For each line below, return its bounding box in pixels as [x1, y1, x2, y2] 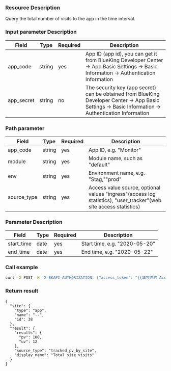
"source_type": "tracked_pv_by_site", [14, 348, 97, 353]
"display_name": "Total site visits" [14, 352, 95, 358]
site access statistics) [88, 203, 140, 210]
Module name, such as [88, 154, 143, 162]
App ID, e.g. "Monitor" [88, 146, 141, 153]
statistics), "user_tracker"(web [88, 197, 162, 204]
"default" [88, 161, 110, 168]
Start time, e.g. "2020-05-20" [81, 240, 156, 247]
